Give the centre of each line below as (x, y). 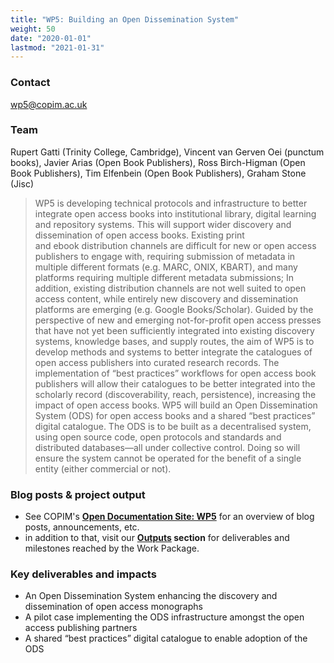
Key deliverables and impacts (83, 574)
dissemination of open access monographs (113, 607)
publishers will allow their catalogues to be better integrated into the (175, 383)
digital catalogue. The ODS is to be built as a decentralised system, (173, 426)
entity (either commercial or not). (103, 468)
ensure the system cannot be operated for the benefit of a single (168, 458)
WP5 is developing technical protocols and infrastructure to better (171, 203)
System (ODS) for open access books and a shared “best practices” (175, 415)
